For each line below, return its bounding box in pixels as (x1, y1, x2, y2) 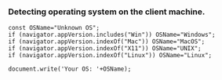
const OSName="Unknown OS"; (8, 24, 100, 32)
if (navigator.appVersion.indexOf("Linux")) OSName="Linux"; (8, 52, 213, 60)
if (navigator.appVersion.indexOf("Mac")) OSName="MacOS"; (8, 38, 206, 45)
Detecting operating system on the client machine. (8, 6, 206, 17)
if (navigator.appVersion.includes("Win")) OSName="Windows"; (8, 31, 216, 39)
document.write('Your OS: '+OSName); (8, 65, 132, 73)
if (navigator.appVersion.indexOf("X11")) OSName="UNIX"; (8, 45, 202, 53)
